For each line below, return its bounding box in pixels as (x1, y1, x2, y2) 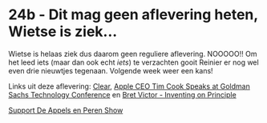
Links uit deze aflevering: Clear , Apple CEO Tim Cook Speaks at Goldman (8, 81, 250, 91)
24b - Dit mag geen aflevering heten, (8, 6, 258, 24)
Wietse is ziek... (8, 22, 118, 41)
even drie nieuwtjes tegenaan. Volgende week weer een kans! (8, 65, 214, 75)
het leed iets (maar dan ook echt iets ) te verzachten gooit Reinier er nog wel (8, 58, 259, 67)
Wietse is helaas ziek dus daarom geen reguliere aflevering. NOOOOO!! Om (8, 49, 257, 58)
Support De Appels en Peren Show (8, 105, 123, 115)
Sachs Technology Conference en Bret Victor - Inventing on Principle (8, 89, 237, 99)
